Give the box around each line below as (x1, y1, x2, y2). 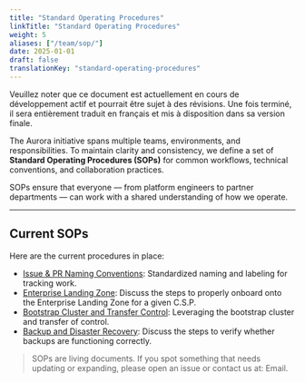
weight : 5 (9, 30, 47, 39)
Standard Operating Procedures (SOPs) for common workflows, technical (9, 154, 289, 165)
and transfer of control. (22, 316, 110, 327)
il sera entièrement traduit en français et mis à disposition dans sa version (9, 108, 286, 119)
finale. (9, 117, 34, 128)
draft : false (9, 55, 59, 64)
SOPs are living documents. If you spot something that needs (31, 353, 261, 364)
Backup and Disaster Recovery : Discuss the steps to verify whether (22, 326, 275, 337)
